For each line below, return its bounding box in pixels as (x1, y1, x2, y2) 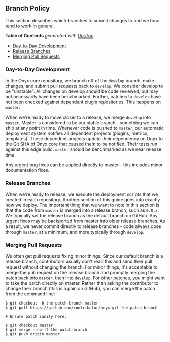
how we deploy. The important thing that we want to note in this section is (5, 202, 160, 208)
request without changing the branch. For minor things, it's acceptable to (5, 263, 158, 270)
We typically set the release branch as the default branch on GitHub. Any (5, 213, 158, 219)
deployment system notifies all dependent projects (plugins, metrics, (5, 130, 149, 136)
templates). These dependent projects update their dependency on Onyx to (5, 136, 163, 142)
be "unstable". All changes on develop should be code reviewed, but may (5, 88, 159, 94)
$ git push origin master (5, 331, 60, 336)
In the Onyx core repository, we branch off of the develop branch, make (5, 78, 155, 84)
